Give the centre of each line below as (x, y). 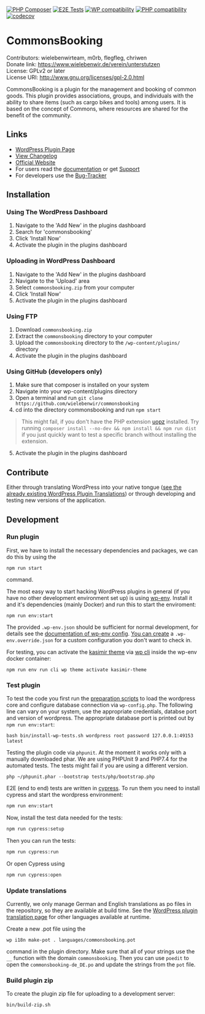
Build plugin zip (30, 980)
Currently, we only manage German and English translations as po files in (99, 904)
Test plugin (24, 685)
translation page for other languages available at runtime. (79, 916)
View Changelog (36, 156)
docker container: (29, 658)
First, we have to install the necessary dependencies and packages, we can (102, 550)
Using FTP (22, 316)
